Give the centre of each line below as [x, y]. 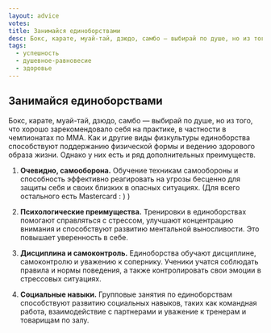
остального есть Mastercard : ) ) [75, 196]
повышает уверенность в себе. [74, 237]
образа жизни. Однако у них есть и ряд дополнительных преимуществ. [132, 155]
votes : [19, 23]
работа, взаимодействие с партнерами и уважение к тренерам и [133, 311]
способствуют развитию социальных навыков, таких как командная [138, 302]
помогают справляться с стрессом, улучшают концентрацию [127, 220]
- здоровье [34, 69]
